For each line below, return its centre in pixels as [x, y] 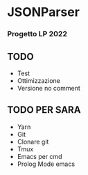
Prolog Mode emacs [46, 164]
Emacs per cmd [39, 156]
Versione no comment [49, 88]
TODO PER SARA [44, 110]
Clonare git [33, 142]
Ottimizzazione [38, 80]
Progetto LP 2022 [37, 34]
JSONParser [43, 12]
